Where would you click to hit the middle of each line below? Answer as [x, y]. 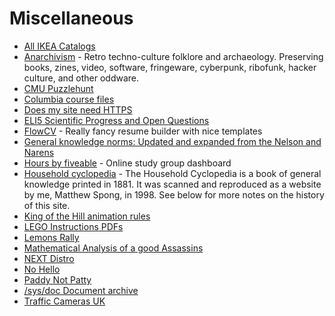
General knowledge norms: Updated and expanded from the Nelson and [172, 141]
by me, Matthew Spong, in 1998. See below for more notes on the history [174, 194]
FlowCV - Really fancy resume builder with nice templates [143, 131]
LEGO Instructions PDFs [73, 226]
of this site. [47, 205]
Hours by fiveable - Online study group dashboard [127, 163]
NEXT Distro [49, 258]
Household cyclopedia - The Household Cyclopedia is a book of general [172, 173]
